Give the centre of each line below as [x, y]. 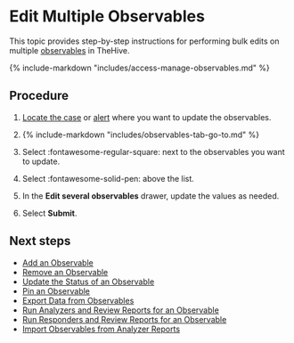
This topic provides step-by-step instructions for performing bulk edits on [144, 41]
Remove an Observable [65, 272]
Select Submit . [49, 213]
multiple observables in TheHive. [69, 50]
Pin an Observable [56, 290]
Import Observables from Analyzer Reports [101, 329]
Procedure [39, 96]
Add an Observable [57, 262]
